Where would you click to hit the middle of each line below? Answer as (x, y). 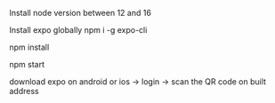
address (24, 91)
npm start (27, 64)
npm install (29, 47)
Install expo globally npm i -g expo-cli (78, 30)
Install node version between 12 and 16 (80, 13)
